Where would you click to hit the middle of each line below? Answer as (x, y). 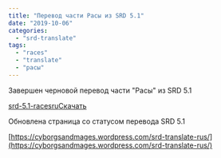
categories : (28, 30)
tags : (17, 45)
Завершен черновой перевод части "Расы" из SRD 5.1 (100, 90)
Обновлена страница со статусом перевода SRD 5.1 (97, 121)
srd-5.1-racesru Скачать (47, 105)
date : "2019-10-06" (41, 23)
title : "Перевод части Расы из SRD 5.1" (77, 16)
